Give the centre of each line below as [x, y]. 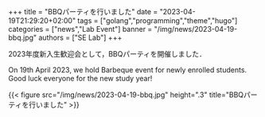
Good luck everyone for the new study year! [80, 78]
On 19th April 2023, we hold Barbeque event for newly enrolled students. [128, 70]
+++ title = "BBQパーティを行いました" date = [83, 12]
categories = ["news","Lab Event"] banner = [80, 29]
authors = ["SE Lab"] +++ [80, 37]
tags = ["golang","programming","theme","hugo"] [158, 21]
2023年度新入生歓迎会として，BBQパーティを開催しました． [107, 54]
